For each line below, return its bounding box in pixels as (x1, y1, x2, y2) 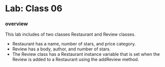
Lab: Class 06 (5, 3, 63, 14)
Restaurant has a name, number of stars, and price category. (12, 41, 136, 47)
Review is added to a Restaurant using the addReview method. (12, 57, 139, 63)
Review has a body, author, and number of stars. (12, 46, 111, 52)
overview (5, 21, 28, 27)
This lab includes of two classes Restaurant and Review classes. (5, 31, 136, 37)
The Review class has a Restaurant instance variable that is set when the (12, 51, 160, 57)
